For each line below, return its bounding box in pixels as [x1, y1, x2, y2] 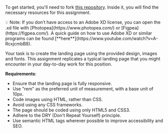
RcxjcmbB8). [5, 41, 32, 46]
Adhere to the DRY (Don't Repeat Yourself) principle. [12, 112, 121, 118]
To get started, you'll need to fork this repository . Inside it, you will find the [5, 4, 159, 10]
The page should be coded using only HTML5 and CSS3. [12, 107, 130, 113]
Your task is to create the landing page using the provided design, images [5, 50, 157, 56]
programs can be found [5, 35, 54, 41]
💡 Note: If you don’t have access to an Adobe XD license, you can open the [5, 19, 161, 25]
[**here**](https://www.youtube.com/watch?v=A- [55, 35, 158, 41]
